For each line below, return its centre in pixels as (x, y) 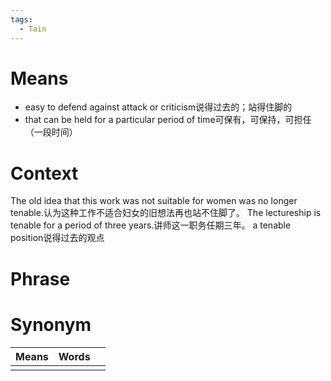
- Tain (33, 29)
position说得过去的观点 (57, 238)
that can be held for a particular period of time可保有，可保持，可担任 (168, 120)
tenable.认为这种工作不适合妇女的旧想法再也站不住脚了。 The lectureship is (166, 213)
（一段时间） (51, 132)
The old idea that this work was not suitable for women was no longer (154, 201)
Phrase (40, 278)
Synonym (51, 324)
